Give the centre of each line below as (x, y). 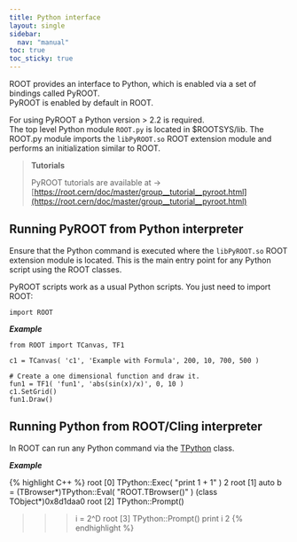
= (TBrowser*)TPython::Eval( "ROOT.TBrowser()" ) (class (113, 491)
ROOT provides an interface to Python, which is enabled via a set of (133, 84)
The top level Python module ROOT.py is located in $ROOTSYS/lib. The (137, 129)
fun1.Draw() (31, 399)
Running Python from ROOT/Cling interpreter (136, 427)
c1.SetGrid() (33, 391)
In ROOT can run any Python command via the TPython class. (122, 448)
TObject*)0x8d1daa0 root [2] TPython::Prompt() (97, 501)
